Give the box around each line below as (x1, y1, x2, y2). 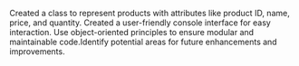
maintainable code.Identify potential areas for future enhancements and (9, 36, 278, 47)
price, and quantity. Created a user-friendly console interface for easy (9, 17, 272, 28)
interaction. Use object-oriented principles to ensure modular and (9, 27, 255, 37)
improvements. (9, 46, 65, 57)
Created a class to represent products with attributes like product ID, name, (9, 8, 290, 18)
